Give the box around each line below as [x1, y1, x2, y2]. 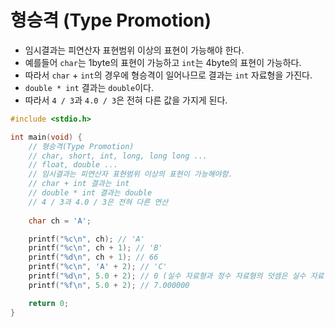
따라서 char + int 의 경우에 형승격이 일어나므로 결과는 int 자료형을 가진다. [24, 69, 313, 81]
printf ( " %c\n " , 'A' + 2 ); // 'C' [28, 262, 168, 272]
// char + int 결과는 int [28, 179, 130, 189]
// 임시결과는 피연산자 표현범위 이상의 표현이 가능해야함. [28, 169, 233, 180]
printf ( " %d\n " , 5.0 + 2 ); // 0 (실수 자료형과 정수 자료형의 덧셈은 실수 [28, 271, 307, 281]
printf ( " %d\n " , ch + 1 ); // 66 [28, 252, 159, 263]
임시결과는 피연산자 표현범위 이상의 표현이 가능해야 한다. [24, 44, 245, 56]
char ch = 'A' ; [28, 216, 92, 226]
